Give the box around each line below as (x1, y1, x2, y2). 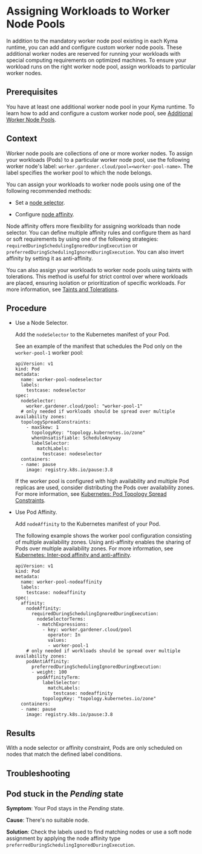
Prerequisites (6, 87, 58, 98)
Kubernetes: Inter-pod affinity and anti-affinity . (15, 552, 132, 559)
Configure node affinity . (15, 210, 74, 218)
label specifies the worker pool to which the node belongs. (6, 168, 152, 176)
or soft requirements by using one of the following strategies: (6, 235, 158, 242)
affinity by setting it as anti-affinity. (6, 255, 93, 262)
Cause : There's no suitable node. (6, 816, 90, 824)
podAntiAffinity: (26, 659, 70, 665)
